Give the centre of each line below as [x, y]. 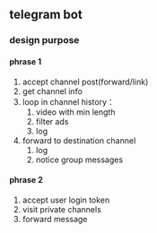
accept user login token [66, 200]
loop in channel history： [68, 101]
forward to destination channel [79, 140]
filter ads [52, 121]
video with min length [75, 112]
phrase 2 [26, 180]
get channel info [52, 91]
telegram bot [46, 15]
